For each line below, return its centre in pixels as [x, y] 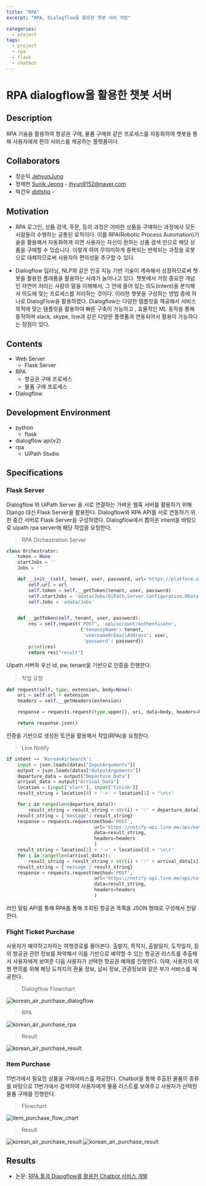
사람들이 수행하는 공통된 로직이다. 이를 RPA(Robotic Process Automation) [105, 235]
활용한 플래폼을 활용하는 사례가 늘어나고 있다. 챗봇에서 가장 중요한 [105, 278]
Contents [25, 344]
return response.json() [48, 723]
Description [29, 118]
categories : [21, 29]
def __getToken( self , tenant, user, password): [79, 618]
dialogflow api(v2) [38, 440]
